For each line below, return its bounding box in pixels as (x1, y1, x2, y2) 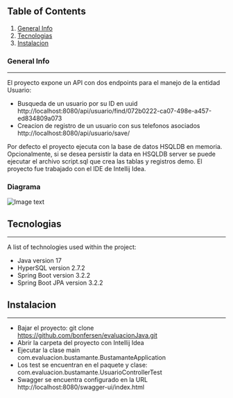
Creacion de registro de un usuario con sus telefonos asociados (17, 122, 200, 130)
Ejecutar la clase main (17, 346, 80, 354)
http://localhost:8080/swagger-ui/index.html (17, 383, 144, 392)
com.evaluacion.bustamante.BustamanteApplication (17, 353, 166, 362)
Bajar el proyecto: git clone (17, 324, 94, 333)
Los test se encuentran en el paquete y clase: (17, 361, 148, 369)
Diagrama (7, 182, 41, 192)
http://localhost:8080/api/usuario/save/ (17, 129, 130, 138)
